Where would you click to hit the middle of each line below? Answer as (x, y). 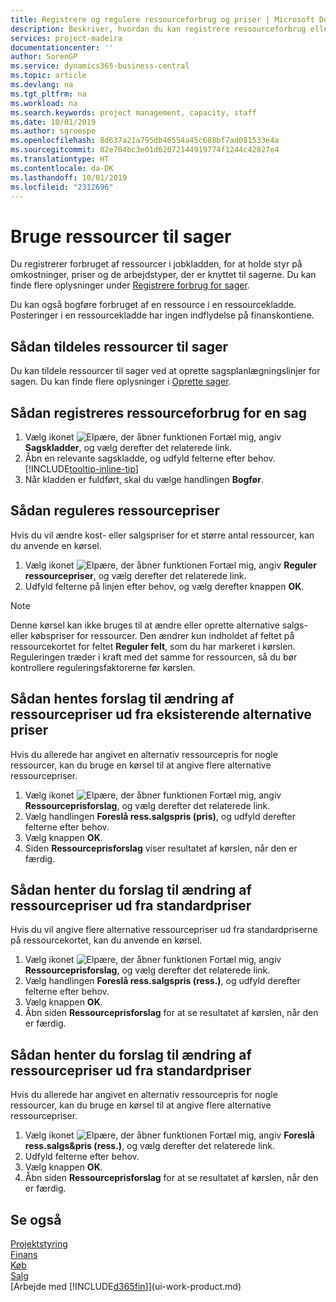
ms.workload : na (44, 103)
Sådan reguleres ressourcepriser (115, 511)
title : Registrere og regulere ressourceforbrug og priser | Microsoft (162, 19)
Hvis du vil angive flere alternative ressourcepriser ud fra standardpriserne (164, 930)
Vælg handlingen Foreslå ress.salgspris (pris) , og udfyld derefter (160, 816)
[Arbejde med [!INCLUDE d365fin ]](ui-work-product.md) (126, 1286)
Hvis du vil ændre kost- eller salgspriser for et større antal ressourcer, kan (162, 535)
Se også (36, 1219)
